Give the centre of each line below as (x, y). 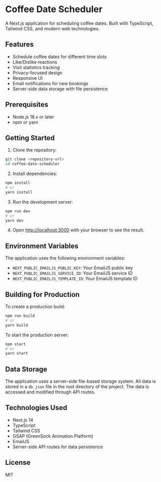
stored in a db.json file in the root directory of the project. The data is (77, 387)
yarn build (17, 325)
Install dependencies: (35, 174)
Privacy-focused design (37, 73)
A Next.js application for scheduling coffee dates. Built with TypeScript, (79, 23)
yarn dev (14, 220)
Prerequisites (27, 105)
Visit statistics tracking (36, 67)
